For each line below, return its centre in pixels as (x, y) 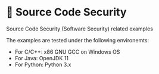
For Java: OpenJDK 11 (41, 58)
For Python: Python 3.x (43, 64)
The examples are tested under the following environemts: (78, 40)
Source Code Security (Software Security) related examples (80, 29)
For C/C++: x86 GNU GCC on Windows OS (67, 52)
